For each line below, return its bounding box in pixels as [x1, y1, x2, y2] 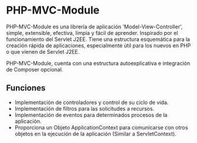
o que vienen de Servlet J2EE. [6, 48, 80, 55]
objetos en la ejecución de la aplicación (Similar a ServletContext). [14, 130, 177, 137]
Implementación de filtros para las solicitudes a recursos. [14, 105, 155, 112]
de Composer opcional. [6, 66, 63, 73]
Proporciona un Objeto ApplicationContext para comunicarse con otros [14, 123, 188, 131]
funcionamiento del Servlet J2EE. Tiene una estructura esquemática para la [6, 35, 190, 43]
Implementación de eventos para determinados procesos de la [14, 111, 167, 118]
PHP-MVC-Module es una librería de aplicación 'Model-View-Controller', [6, 23, 183, 30]
